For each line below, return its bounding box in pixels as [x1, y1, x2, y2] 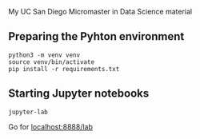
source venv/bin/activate [8, 58, 94, 66]
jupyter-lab [8, 108, 48, 116]
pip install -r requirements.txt [8, 65, 120, 73]
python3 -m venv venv [8, 51, 81, 59]
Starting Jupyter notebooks [8, 87, 150, 101]
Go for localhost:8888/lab [8, 121, 94, 131]
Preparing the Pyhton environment [8, 30, 185, 43]
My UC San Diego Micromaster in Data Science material [8, 7, 193, 16]
